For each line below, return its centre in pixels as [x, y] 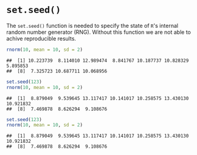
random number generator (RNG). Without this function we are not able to [99, 32]
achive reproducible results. [41, 38]
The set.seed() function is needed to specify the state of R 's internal [92, 25]
